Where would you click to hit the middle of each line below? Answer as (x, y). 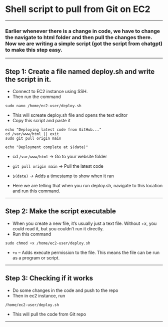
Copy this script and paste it (41, 121)
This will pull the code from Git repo (49, 314)
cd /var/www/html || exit (32, 134)
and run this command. (36, 191)
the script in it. (28, 79)
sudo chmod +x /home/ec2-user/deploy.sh (48, 243)
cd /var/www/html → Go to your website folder (60, 157)
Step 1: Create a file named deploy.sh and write (80, 71)
